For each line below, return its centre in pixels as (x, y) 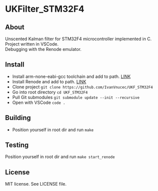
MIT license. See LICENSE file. (36, 184)
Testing (17, 145)
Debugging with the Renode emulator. (43, 49)
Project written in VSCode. (32, 44)
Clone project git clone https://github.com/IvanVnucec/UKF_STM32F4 (82, 87)
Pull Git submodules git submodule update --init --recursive (76, 97)
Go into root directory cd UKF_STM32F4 (50, 92)
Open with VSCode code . (39, 102)
